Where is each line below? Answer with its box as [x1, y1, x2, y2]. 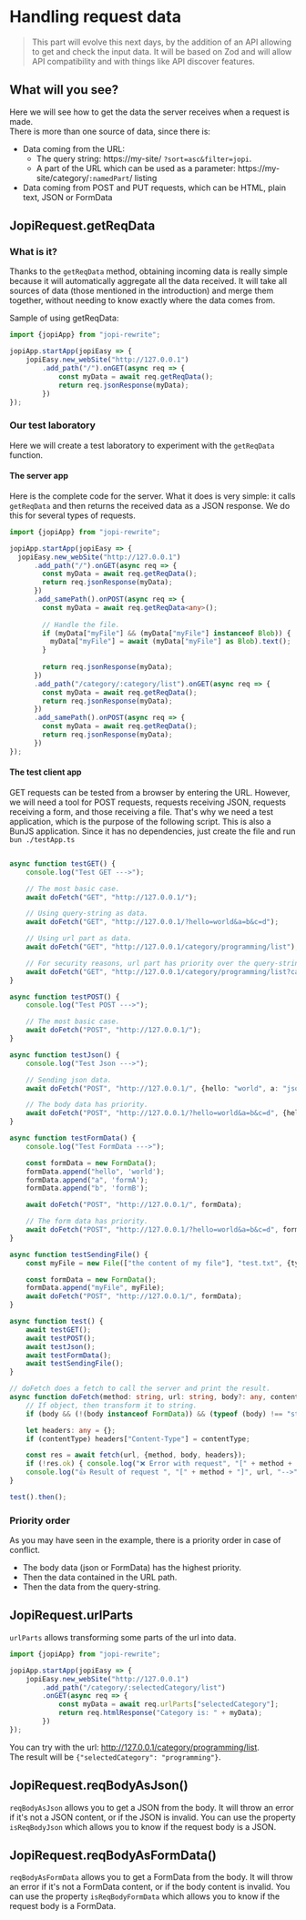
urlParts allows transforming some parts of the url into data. [9, 1631, 237, 1642]
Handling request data [9, 6, 182, 27]
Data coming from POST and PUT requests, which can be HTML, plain [22, 182, 287, 193]
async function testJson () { [9, 1050, 120, 1060]
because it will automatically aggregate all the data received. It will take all [9, 276, 288, 287]
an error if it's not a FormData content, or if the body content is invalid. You [9, 1882, 291, 1893]
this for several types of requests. [9, 510, 137, 521]
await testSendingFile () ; [25, 1359, 125, 1368]
